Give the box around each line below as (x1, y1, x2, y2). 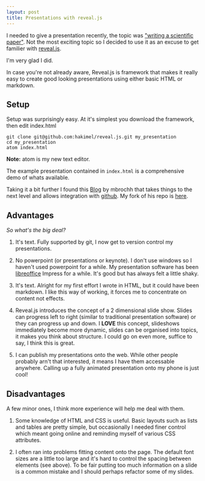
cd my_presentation (6, 139, 56, 146)
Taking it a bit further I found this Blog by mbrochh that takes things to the (6, 186, 193, 194)
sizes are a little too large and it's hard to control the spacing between (15, 455, 192, 462)
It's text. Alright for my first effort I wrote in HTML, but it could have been (15, 282, 199, 289)
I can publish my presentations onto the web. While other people (15, 351, 179, 359)
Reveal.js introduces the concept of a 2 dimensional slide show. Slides (15, 307, 193, 314)
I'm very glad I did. (6, 57, 53, 64)
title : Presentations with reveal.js (6, 15, 103, 21)
